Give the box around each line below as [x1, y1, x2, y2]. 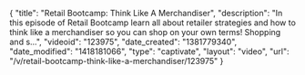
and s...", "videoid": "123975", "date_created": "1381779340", [9, 36, 238, 47]
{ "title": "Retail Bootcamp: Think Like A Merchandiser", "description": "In [9, 8, 283, 18]
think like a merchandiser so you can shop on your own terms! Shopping [9, 27, 281, 37]
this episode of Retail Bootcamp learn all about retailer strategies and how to [9, 17, 296, 28]
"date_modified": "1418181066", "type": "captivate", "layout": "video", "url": [9, 46, 290, 57]
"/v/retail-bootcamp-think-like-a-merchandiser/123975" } [9, 56, 224, 66]
